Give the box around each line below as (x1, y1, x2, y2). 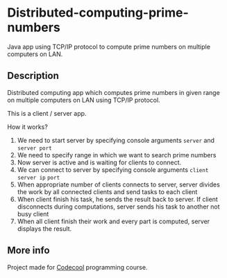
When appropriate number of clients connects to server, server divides (17, 180, 220, 189)
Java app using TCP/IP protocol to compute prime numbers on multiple (7, 42, 210, 51)
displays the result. (17, 224, 72, 233)
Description (7, 70, 59, 82)
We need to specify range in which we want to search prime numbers (17, 150, 217, 159)
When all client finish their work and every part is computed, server (17, 217, 210, 225)
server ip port (17, 174, 60, 181)
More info (7, 245, 50, 257)
